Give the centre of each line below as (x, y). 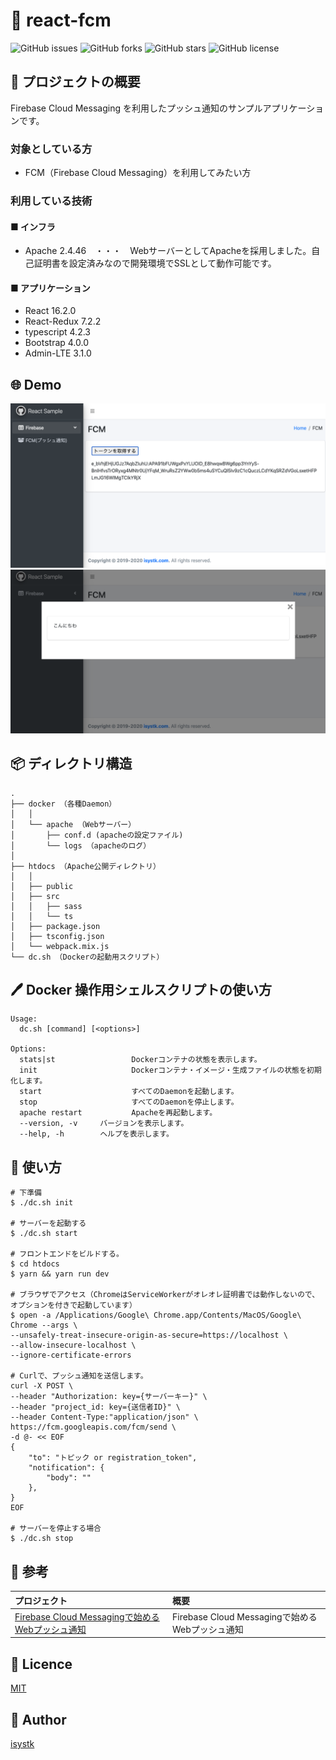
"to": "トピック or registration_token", (113, 1458)
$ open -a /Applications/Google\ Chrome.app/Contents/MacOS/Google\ (156, 1315)
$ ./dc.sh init (42, 1203)
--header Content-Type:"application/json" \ (104, 1417)
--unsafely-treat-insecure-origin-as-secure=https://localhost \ (149, 1335)
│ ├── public (42, 886)
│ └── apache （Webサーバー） (73, 824)
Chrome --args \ (44, 1325)
